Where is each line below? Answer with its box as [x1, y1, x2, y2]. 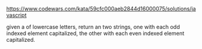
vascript [6, 11, 27, 19]
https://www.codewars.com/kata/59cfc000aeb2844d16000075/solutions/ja [6, 5, 196, 12]
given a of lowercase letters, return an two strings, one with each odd [6, 24, 180, 30]
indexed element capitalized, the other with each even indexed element [6, 30, 185, 37]
